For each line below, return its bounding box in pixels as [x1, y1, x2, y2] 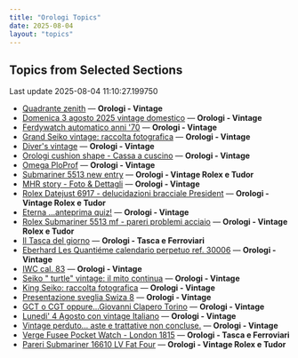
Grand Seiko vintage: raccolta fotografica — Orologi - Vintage [21, 131, 251, 142]
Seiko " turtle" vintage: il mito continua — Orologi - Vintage [21, 273, 240, 284]
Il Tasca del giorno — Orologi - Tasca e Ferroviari [21, 235, 205, 246]
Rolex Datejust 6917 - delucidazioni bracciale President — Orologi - [21, 188, 270, 199]
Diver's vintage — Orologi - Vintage [21, 141, 155, 152]
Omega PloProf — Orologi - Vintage [21, 160, 156, 171]
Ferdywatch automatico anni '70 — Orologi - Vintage [21, 122, 218, 133]
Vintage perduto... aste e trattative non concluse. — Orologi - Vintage [21, 321, 278, 331]
